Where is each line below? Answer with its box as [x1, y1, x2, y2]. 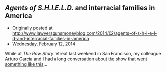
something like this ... [5, 61, 48, 67]
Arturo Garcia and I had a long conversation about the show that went [5, 56, 147, 62]
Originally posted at [12, 25, 53, 31]
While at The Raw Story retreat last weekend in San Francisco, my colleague [5, 50, 161, 56]
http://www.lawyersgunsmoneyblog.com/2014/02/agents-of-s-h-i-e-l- [12, 30, 157, 36]
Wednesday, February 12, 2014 [12, 41, 76, 47]
